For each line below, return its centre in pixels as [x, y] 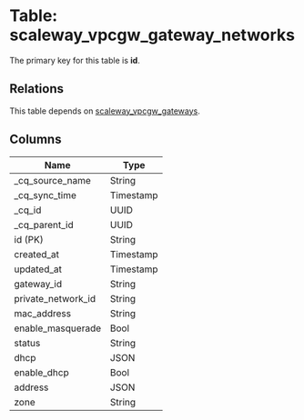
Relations [37, 89]
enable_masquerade [58, 328]
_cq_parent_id [44, 225]
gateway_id [38, 284]
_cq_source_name [52, 180]
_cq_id [28, 210]
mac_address [42, 313]
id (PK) [29, 239]
